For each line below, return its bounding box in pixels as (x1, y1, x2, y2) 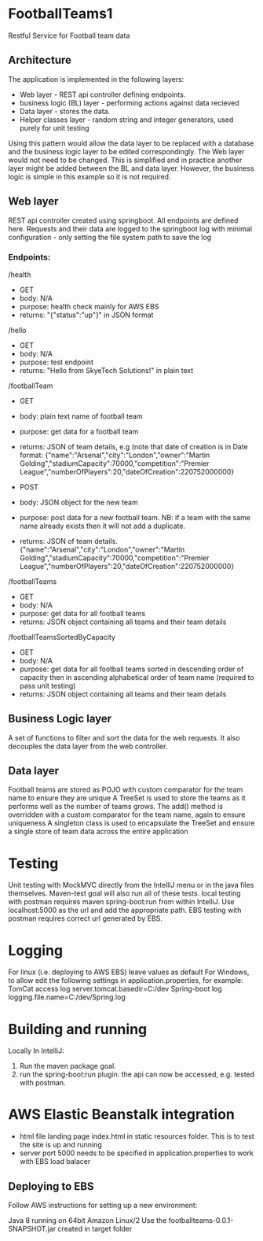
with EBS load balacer (19, 1157, 91, 1166)
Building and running (8, 1020, 148, 1038)
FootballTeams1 (8, 5, 113, 23)
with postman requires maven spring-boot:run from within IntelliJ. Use (8, 897, 235, 907)
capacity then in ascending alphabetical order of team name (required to (19, 672, 254, 681)
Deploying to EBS (8, 1180, 94, 1193)
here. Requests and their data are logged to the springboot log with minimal (8, 223, 253, 233)
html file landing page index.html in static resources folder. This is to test (19, 1132, 255, 1141)
